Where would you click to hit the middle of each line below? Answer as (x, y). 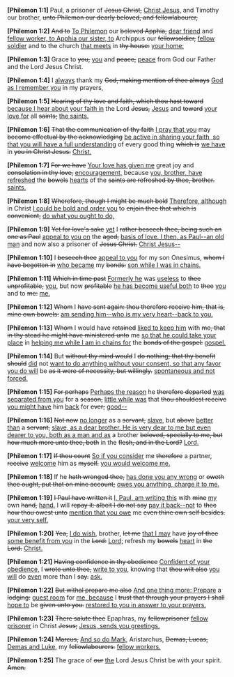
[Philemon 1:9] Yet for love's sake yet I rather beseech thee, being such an (115, 229)
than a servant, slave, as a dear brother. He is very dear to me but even (109, 427)
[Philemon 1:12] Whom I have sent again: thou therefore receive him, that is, (116, 307)
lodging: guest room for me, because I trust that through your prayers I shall (116, 598)
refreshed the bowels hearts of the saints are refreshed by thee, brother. (111, 180)
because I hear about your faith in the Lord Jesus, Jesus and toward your (112, 108)
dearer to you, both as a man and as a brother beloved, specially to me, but (115, 435)
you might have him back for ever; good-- (67, 406)
